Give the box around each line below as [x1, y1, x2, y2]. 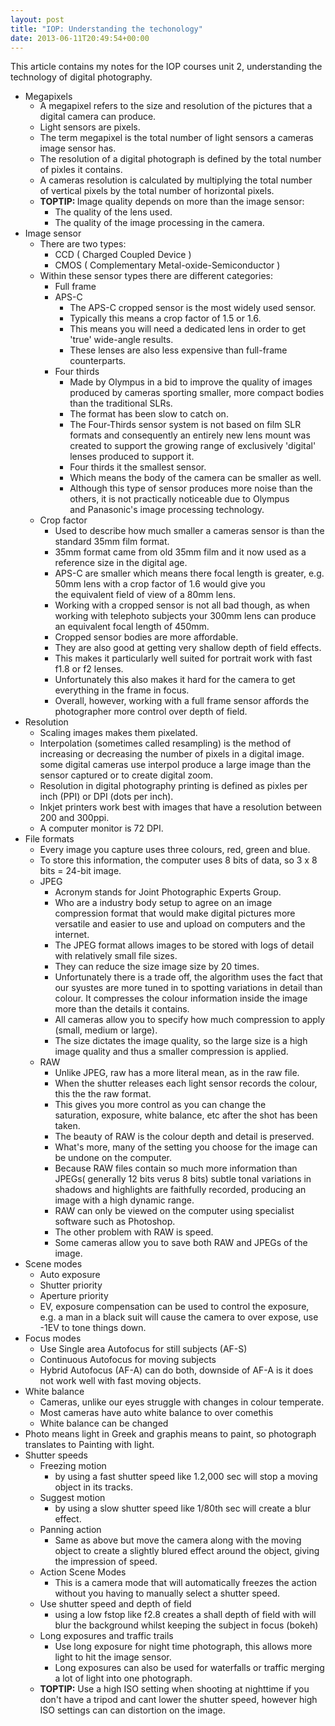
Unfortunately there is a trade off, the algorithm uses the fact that [54, 971, 323, 983]
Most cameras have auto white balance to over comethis [39, 1407, 274, 1419]
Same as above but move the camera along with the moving [54, 1534, 302, 1546]
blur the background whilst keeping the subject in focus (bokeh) [54, 1619, 319, 1631]
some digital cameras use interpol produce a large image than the [39, 759, 312, 771]
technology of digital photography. [10, 71, 153, 83]
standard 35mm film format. [54, 536, 170, 548]
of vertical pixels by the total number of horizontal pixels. [39, 185, 275, 197]
